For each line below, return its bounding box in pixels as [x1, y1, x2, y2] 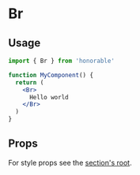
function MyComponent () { [8, 71, 93, 79]
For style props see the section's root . [8, 158, 132, 167]
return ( [15, 78, 44, 87]
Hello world [28, 93, 69, 101]
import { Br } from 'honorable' [8, 57, 115, 65]
